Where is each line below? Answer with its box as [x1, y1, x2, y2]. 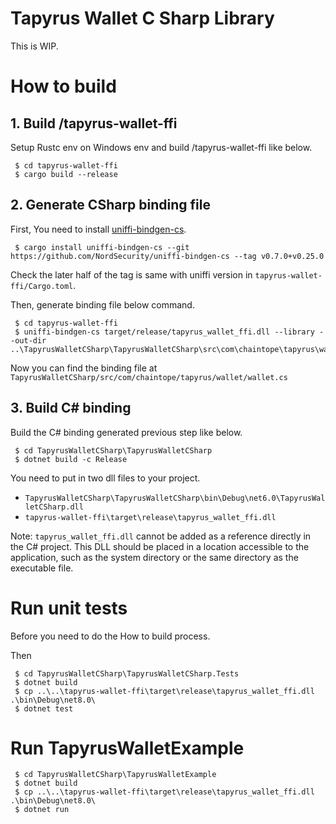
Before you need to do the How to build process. [10, 630, 211, 642]
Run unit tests [10, 597, 128, 619]
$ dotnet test [14, 703, 74, 714]
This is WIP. [10, 40, 59, 52]
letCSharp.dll [24, 502, 84, 512]
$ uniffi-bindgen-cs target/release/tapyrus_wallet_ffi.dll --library [14, 327, 315, 337]
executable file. [10, 562, 74, 574]
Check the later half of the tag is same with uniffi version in [10, 268, 253, 281]
